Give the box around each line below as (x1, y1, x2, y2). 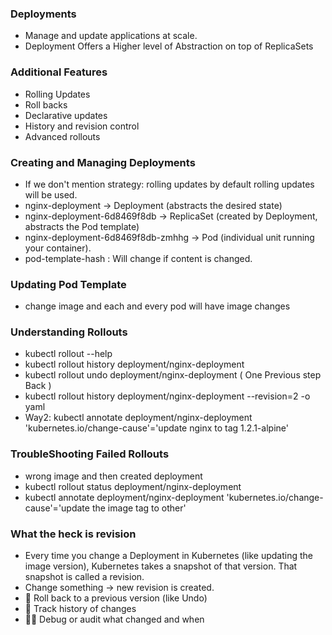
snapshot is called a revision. (24, 571, 145, 583)
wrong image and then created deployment (24, 470, 203, 482)
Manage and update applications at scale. (24, 30, 198, 42)
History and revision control (24, 120, 140, 132)
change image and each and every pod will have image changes (24, 300, 291, 312)
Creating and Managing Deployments (10, 155, 196, 169)
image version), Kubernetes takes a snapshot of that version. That (24, 560, 298, 572)
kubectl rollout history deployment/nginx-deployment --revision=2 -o (24, 390, 311, 402)
